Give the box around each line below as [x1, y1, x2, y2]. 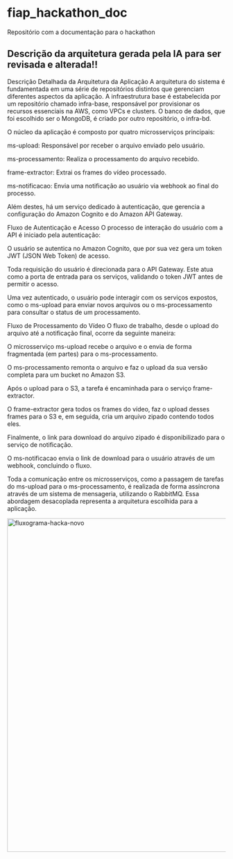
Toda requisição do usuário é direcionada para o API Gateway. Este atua [7, 265, 214, 273]
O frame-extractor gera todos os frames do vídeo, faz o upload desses [7, 404, 210, 413]
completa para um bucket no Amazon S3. [7, 370, 126, 379]
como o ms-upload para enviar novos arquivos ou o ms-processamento [7, 300, 213, 309]
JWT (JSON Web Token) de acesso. [7, 252, 110, 260]
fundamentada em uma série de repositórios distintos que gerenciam [7, 85, 205, 93]
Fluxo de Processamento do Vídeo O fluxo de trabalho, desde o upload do [7, 321, 219, 329]
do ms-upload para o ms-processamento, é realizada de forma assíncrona [7, 482, 220, 491]
